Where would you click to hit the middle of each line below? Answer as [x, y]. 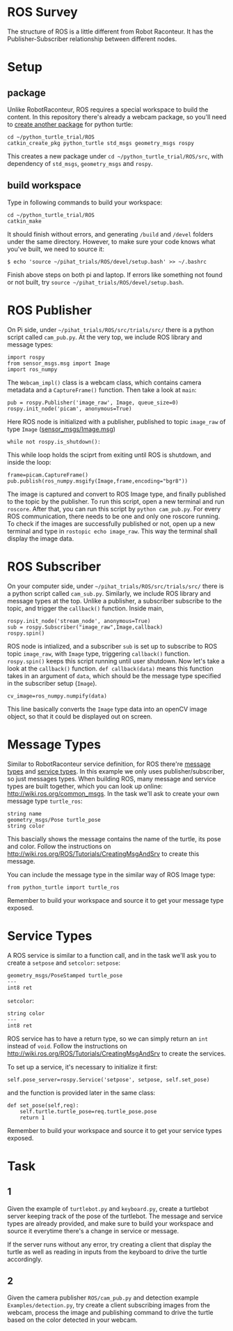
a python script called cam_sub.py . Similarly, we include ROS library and [109, 593]
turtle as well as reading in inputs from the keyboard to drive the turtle [107, 1251]
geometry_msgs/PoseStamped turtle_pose [65, 975]
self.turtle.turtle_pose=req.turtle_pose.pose [88, 1111]
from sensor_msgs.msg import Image [59, 363]
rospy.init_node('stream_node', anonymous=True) [79, 621]
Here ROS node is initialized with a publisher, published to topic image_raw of [116, 421]
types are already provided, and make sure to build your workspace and [110, 1223]
